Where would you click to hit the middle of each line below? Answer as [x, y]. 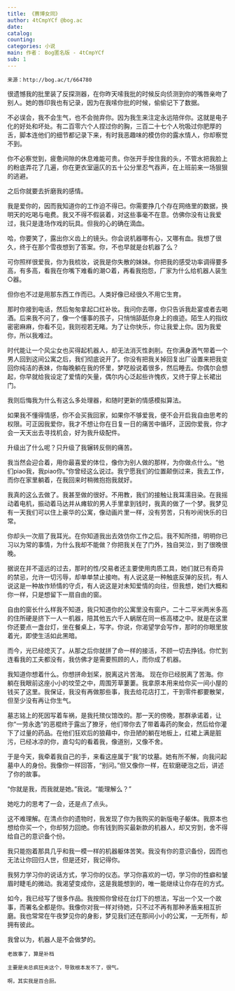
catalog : [20, 33]
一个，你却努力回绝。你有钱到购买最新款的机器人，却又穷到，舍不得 [129, 827]
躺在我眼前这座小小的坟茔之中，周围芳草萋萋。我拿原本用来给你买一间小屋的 [117, 683]
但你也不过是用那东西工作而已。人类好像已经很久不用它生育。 [96, 294]
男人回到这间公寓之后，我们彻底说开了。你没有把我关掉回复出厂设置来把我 [114, 359]
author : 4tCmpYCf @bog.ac [45, 20]
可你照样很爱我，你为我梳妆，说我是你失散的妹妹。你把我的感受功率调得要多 [117, 262]
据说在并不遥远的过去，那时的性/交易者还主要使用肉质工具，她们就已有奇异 [116, 568]
